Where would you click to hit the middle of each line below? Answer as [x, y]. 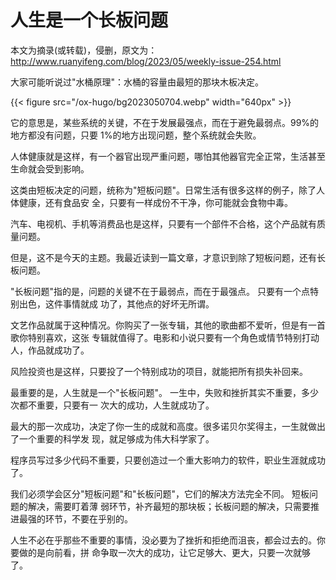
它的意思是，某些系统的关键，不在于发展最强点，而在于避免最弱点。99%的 [165, 122]
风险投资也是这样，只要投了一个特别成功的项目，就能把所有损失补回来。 [159, 371]
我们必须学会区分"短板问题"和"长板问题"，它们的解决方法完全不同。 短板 [160, 493]
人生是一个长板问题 [89, 20]
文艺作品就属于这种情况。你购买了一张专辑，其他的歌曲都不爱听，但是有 [159, 325]
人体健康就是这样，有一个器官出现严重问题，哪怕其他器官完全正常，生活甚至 [168, 156]
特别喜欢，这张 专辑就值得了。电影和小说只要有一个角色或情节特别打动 [173, 337]
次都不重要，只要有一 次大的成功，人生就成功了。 [112, 405]
